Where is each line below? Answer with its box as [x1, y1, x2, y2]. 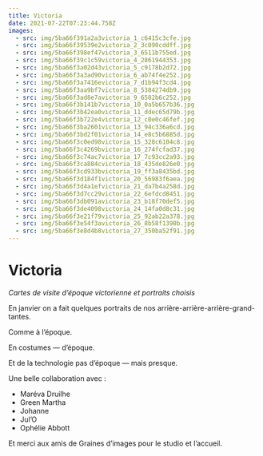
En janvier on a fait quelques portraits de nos [8, 303, 156, 312]
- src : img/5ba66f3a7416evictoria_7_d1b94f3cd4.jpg [15, 78, 192, 86]
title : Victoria [8, 11, 62, 20]
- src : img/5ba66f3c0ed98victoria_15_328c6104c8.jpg [15, 137, 195, 146]
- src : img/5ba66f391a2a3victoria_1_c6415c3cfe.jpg [15, 34, 192, 42]
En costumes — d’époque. [8, 343, 95, 352]
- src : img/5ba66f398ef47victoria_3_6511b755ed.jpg [15, 49, 192, 57]
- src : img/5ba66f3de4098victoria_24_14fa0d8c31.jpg [15, 204, 195, 212]
